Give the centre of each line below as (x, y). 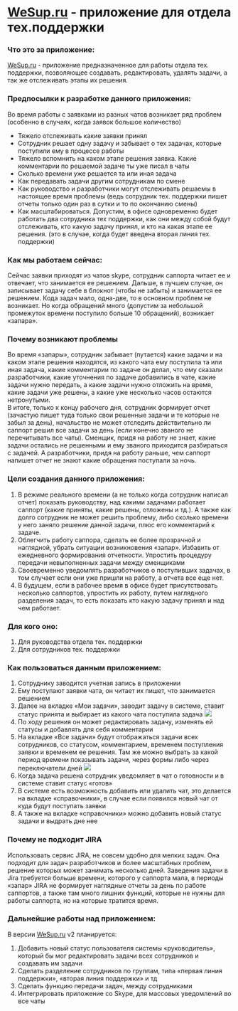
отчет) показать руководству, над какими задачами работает (112, 502)
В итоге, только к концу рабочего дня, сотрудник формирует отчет (109, 408)
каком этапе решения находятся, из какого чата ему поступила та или (115, 362)
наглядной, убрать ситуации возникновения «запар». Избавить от (119, 547)
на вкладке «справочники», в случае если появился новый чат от (118, 798)
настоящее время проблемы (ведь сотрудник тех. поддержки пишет (122, 196)
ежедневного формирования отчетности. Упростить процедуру (114, 555)
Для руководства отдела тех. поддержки (80, 642)
